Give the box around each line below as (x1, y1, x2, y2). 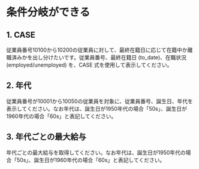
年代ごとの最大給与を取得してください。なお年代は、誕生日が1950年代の (6, 149, 186, 156)
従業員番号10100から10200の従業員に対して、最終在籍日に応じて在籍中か (6, 46, 188, 53)
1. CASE (6, 29, 36, 40)
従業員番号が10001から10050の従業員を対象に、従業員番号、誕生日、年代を (6, 97, 193, 105)
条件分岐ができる (6, 5, 91, 19)
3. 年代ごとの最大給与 (6, 132, 87, 142)
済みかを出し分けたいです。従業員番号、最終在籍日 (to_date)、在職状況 (11, 54, 187, 61)
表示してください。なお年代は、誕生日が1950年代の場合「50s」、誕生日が (6, 105, 188, 112)
